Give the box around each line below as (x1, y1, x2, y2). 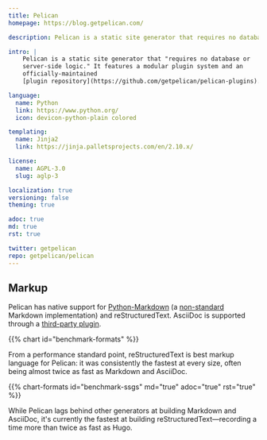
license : (8, 157, 37, 165)
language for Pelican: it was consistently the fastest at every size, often (8, 358, 242, 368)
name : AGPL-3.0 (15, 164, 66, 172)
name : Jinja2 (15, 136, 59, 144)
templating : (8, 128, 48, 136)
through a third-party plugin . (8, 319, 102, 329)
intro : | (8, 48, 37, 56)
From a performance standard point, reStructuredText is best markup (8, 350, 234, 360)
